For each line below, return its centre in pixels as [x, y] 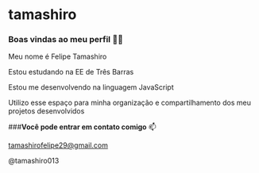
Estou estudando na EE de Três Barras [71, 72]
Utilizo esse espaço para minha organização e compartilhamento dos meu [130, 103]
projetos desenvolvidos [46, 111]
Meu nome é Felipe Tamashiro [58, 56]
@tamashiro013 [34, 161]
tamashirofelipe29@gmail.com [58, 145]
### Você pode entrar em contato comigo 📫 [82, 127]
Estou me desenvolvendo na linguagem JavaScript [91, 87]
